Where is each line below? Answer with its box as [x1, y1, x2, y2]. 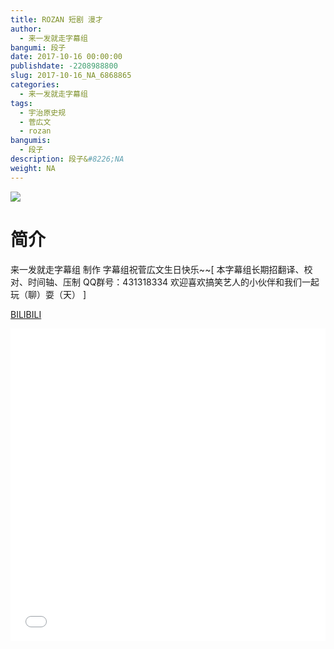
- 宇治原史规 [19, 107, 67, 118]
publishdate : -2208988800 [10, 61, 118, 71]
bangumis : [10, 136, 52, 146]
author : [10, 24, 43, 34]
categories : [10, 80, 60, 90]
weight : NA [10, 163, 56, 173]
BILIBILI [10, 308, 42, 320]
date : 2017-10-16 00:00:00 [10, 52, 123, 62]
